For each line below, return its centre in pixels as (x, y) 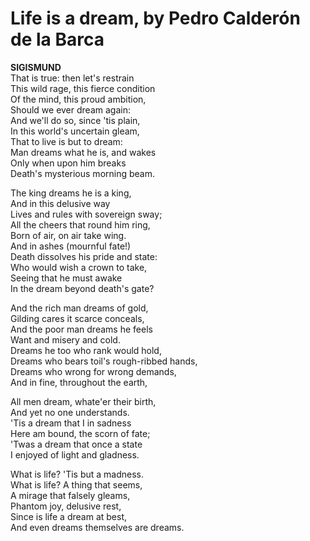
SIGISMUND (36, 67)
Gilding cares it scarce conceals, (77, 318)
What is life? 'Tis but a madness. (77, 474)
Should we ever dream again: (70, 109)
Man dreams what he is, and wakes (83, 152)
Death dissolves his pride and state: (84, 256)
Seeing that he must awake (66, 278)
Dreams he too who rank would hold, (86, 350)
